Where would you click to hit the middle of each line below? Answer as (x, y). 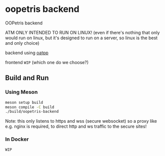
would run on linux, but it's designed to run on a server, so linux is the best (82, 38)
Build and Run (27, 78)
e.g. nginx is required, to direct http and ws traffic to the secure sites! (76, 126)
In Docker (17, 139)
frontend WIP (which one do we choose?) (47, 62)
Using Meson (22, 92)
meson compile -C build (30, 107)
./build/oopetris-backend (32, 112)
